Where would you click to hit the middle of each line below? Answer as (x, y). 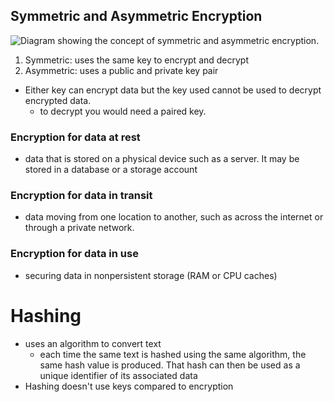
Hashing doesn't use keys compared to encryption (129, 386)
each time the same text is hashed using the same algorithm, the (173, 354)
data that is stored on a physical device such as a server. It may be (162, 159)
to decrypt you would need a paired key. (123, 111)
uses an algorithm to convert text (93, 343)
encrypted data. (58, 100)
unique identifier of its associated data (118, 375)
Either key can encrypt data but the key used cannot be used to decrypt (173, 90)
